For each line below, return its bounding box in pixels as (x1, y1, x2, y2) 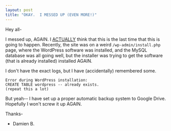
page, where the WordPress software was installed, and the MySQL (5, 47, 148, 53)
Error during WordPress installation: (5, 77, 88, 83)
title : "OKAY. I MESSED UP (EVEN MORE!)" (5, 12, 97, 17)
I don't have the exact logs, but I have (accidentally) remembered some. (5, 67, 157, 74)
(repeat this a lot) (5, 86, 50, 92)
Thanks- (5, 111, 23, 117)
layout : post (5, 7, 33, 13)
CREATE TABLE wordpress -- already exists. (5, 82, 100, 87)
